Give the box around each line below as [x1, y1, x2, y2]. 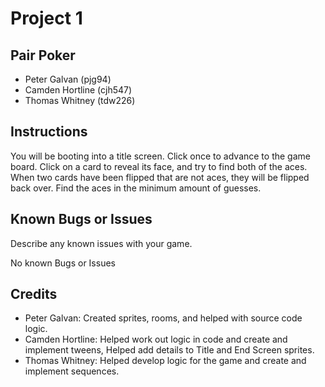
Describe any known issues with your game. [10, 237, 193, 249]
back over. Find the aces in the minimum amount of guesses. [10, 182, 262, 194]
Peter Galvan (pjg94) [24, 73, 112, 85]
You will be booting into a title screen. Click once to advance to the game [10, 150, 311, 162]
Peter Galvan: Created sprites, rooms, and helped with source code [24, 312, 303, 324]
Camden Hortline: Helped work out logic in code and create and [24, 333, 288, 346]
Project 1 [10, 7, 83, 30]
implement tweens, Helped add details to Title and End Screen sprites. [24, 344, 315, 356]
